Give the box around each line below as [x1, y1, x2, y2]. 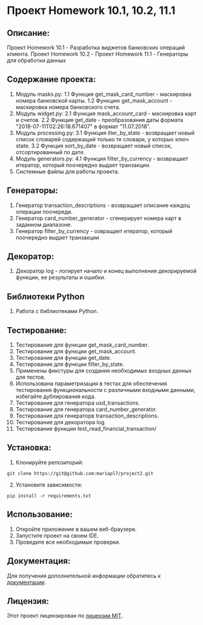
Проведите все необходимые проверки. [15, 538, 121, 546]
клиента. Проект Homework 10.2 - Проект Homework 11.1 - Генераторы [7, 50, 188, 58]
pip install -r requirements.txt [7, 493, 92, 499]
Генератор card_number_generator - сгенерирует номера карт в [15, 214, 181, 221]
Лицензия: [7, 596, 49, 606]
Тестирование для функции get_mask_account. [15, 348, 137, 355]
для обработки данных [7, 57, 66, 64]
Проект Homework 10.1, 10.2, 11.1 [7, 4, 176, 18]
